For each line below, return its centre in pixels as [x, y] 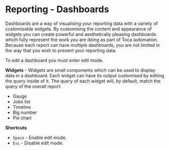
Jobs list [21, 101]
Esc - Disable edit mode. [38, 143]
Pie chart [22, 117]
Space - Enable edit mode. [40, 137]
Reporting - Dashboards [57, 9]
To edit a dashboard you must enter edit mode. [54, 60]
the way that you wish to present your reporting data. [61, 50]
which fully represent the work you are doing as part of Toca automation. [82, 40]
